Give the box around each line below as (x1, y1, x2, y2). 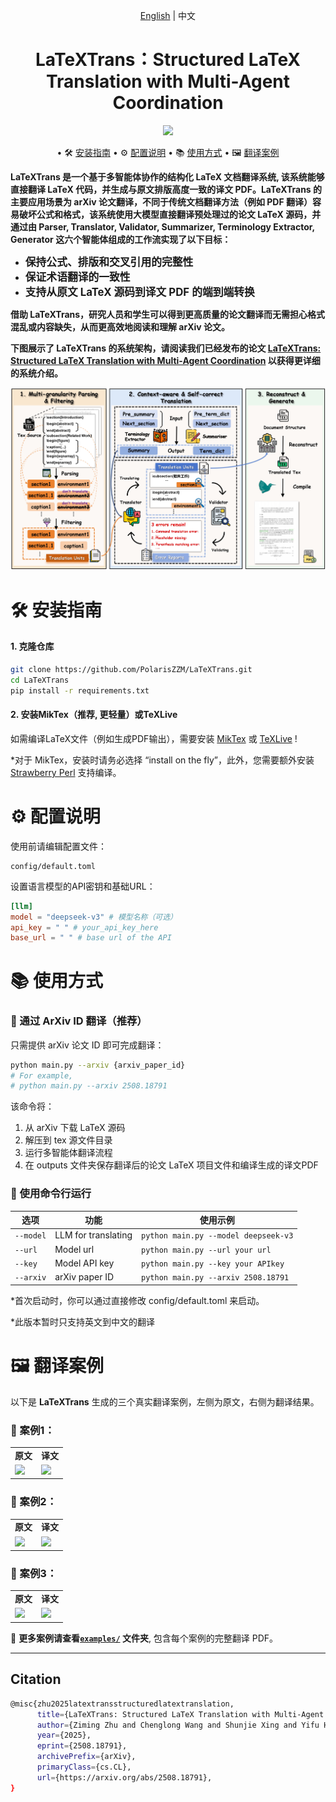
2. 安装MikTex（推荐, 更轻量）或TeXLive (10, 709, 178, 721)
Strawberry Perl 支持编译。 (10, 766, 122, 778)
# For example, (10, 1070, 74, 1081)
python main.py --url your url (141, 1245, 272, 1255)
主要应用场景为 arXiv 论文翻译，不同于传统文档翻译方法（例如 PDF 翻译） (10, 195, 313, 208)
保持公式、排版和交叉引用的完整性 (24, 255, 194, 269)
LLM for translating (54, 1229, 133, 1241)
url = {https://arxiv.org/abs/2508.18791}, (36, 1772, 213, 1783)
